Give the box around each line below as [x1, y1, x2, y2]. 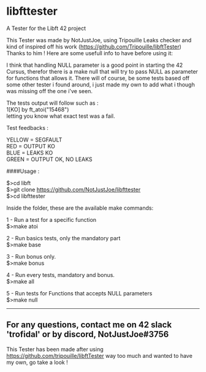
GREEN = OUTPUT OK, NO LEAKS [6, 155, 93, 163]
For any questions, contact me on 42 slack [6, 320, 172, 330]
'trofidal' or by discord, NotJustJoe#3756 [6, 329, 169, 340]
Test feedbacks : [6, 124, 49, 131]
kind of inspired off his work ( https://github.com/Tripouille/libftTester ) [6, 43, 182, 50]
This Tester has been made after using [6, 345, 104, 353]
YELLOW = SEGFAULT [6, 136, 63, 143]
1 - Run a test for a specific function [6, 216, 97, 223]
